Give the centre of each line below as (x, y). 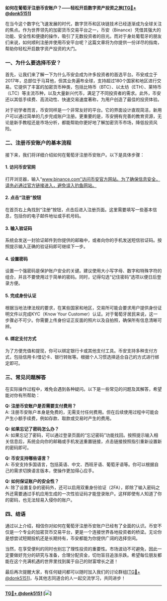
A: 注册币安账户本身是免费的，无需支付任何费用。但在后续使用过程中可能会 (82, 412)
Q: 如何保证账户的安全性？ (32, 481)
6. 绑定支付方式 (21, 339)
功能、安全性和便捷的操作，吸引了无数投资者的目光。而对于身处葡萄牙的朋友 (83, 36)
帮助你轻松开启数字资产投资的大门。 (42, 49)
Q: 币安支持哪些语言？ (28, 458)
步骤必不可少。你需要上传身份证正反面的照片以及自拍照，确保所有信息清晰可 (83, 320)
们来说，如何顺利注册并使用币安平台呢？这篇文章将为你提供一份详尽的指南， (83, 42)
